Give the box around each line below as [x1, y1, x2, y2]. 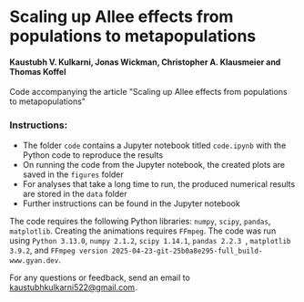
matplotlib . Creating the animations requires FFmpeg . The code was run [9, 225, 277, 236]
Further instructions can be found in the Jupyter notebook [22, 198, 241, 209]
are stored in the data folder [22, 188, 127, 199]
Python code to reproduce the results [22, 149, 164, 161]
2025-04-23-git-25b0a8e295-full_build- [111, 246, 263, 255]
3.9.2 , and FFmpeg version [9, 245, 108, 255]
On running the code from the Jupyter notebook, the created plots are [22, 159, 285, 170]
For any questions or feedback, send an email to [9, 272, 191, 283]
